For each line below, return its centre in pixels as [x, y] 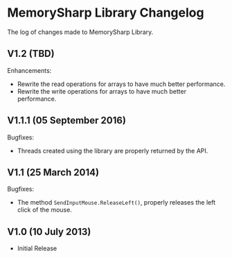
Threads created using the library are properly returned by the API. [113, 150]
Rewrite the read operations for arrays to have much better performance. [121, 84]
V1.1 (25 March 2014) [53, 172]
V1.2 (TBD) [31, 54]
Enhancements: [29, 70]
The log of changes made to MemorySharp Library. [80, 32]
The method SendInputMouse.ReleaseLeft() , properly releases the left [116, 203]
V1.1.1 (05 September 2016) [67, 120]
